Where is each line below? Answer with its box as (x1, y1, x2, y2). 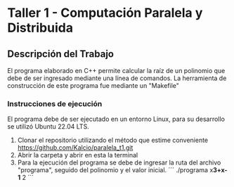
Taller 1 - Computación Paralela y (7, 5, 203, 21)
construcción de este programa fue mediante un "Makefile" (7, 82, 179, 89)
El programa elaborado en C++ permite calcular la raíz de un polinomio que (7, 67, 226, 75)
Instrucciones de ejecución (7, 98, 103, 108)
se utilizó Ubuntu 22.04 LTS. (7, 122, 89, 131)
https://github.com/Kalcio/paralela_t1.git (17, 143, 134, 152)
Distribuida (7, 20, 74, 36)
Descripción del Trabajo (7, 48, 115, 60)
